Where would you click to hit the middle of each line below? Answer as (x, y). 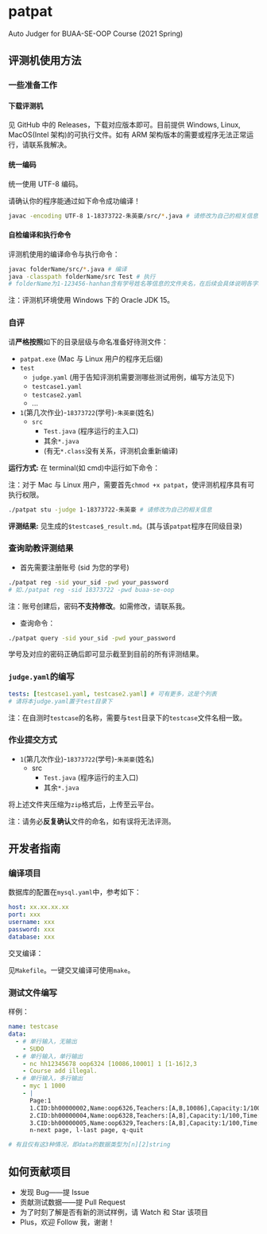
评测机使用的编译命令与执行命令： (64, 254)
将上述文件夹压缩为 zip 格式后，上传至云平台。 (83, 804)
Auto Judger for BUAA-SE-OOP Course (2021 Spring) (96, 33)
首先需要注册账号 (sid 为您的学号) (74, 567)
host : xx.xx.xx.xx (39, 907)
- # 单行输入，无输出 (46, 1041)
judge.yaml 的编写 (41, 677)
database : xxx (32, 937)
